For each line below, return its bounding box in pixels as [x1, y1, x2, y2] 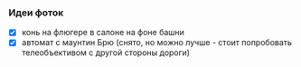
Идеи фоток [8, 6, 64, 19]
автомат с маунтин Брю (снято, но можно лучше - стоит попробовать [21, 37, 293, 48]
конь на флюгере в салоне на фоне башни [21, 27, 184, 38]
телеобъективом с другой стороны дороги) [21, 47, 191, 58]
